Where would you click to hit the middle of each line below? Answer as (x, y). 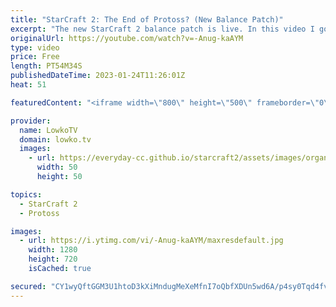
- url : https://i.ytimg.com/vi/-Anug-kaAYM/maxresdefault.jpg (151, 241)
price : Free (35, 57)
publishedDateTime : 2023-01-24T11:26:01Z (98, 76)
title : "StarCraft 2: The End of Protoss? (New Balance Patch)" (147, 19)
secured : (28, 286)
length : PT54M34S (46, 66)
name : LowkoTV (48, 130)
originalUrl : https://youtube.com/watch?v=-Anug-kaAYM (127, 38)
